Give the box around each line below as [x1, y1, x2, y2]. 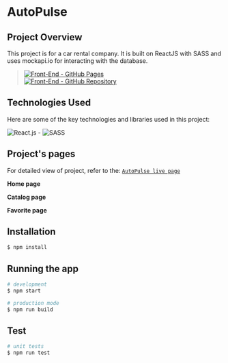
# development [7, 281, 48, 288]
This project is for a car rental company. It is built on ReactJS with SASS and [7, 49, 222, 57]
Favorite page [7, 206, 48, 214]
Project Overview [7, 31, 83, 43]
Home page [7, 179, 41, 188]
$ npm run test [7, 349, 51, 356]
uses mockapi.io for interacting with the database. [7, 57, 148, 65]
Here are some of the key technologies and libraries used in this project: [7, 115, 210, 123]
